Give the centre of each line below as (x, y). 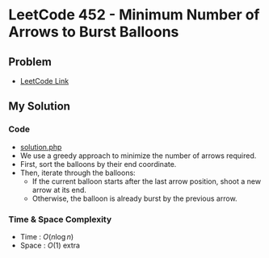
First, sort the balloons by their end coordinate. (98, 164)
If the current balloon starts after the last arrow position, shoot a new (146, 181)
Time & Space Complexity (60, 219)
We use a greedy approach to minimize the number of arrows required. (138, 156)
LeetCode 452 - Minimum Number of (134, 15)
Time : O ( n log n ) (47, 236)
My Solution (40, 106)
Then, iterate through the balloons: (78, 173)
